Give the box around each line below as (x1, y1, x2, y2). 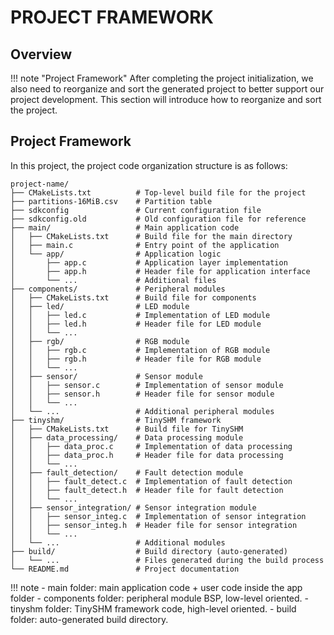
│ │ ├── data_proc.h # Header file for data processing (10, 450, 284, 460)
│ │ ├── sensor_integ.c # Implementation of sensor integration (10, 511, 307, 521)
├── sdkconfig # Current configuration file (10, 205, 262, 215)
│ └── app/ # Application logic (10, 249, 222, 259)
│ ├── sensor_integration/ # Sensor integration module (10, 502, 257, 513)
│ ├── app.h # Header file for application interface (10, 266, 311, 276)
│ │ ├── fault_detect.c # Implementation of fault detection (10, 476, 293, 486)
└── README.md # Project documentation (10, 564, 240, 574)
